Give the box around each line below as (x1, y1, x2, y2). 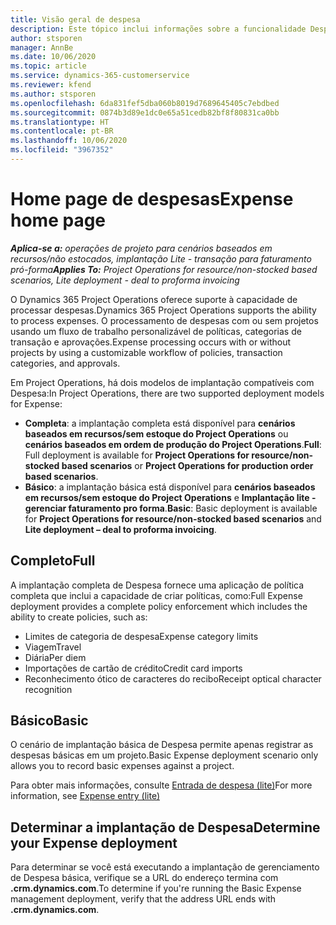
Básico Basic (10, 712, 89, 730)
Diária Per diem (24, 651, 87, 663)
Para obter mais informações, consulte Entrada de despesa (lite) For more (10, 779, 313, 791)
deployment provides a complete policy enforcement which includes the (10, 600, 308, 612)
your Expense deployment (10, 834, 178, 851)
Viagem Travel (24, 641, 82, 653)
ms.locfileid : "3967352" (10, 145, 114, 155)
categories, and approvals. (10, 357, 121, 369)
